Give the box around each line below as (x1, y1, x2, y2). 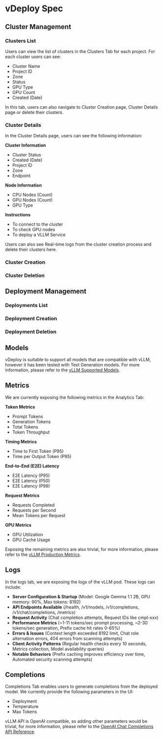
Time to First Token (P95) (12, 448, 64, 454)
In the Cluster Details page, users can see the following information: (5, 133, 142, 139)
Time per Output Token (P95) (12, 453, 72, 459)
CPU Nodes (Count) (12, 192, 53, 198)
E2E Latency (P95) (12, 472, 50, 478)
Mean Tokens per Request (12, 512, 66, 518)
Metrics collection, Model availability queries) (12, 646, 105, 652)
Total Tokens (12, 424, 38, 430)
